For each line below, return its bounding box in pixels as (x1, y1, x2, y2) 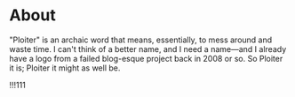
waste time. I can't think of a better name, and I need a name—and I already (9, 43, 287, 54)
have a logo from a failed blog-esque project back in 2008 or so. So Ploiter (9, 53, 283, 63)
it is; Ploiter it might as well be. (9, 63, 121, 73)
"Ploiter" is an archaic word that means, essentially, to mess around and (9, 34, 273, 45)
